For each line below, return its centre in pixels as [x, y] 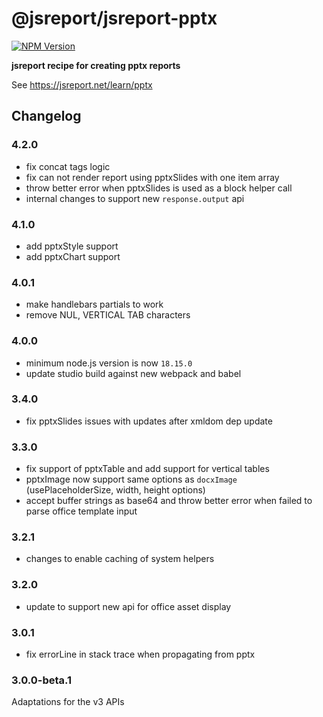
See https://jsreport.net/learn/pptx [82, 84]
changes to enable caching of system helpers [120, 559]
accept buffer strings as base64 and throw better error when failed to [169, 501]
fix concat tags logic [68, 166]
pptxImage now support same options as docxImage [131, 479]
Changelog [46, 116]
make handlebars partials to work [94, 304]
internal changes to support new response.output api [135, 198]
